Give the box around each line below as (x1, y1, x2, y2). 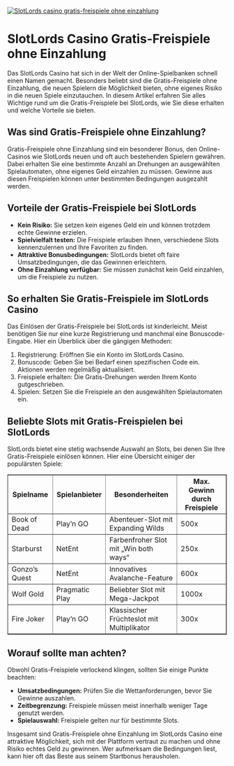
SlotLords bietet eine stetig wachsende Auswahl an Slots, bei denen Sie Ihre (7, 445, 226, 453)
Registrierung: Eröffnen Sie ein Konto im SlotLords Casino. (17, 351, 185, 359)
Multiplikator (109, 623, 150, 633)
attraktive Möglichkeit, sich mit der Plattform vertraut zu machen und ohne (7, 737, 221, 745)
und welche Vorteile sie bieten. (7, 105, 96, 115)
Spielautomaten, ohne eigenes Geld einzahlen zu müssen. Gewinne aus (7, 167, 212, 175)
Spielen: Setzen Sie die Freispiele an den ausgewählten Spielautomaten (17, 388, 223, 396)
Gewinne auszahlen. (17, 694, 76, 702)
